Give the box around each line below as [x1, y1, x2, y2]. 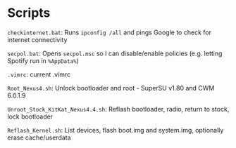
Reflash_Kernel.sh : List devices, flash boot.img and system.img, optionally [7, 126, 224, 134]
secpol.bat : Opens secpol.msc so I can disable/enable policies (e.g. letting [7, 49, 223, 58]
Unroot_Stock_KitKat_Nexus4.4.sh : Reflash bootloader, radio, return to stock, [7, 105, 230, 113]
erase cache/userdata [7, 133, 72, 142]
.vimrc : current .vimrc [7, 70, 71, 79]
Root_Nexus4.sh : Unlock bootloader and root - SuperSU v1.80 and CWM [7, 83, 215, 92]
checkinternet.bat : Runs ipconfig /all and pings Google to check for [7, 28, 211, 36]
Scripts [7, 5, 51, 21]
